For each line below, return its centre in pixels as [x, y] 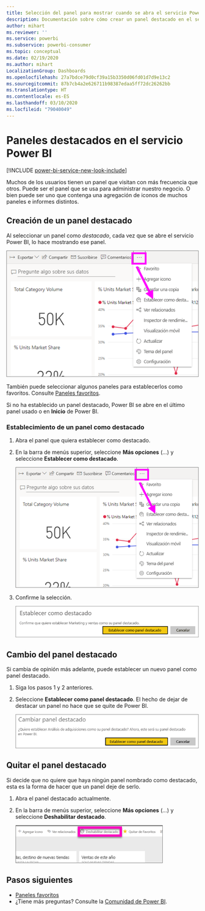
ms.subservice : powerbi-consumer [49, 45]
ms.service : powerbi [33, 39]
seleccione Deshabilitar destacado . [61, 816]
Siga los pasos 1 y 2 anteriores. [54, 688]
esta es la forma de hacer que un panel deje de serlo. [74, 787]
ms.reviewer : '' [27, 32]
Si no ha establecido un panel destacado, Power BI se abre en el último [95, 405]
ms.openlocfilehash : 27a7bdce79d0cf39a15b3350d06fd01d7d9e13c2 [88, 77]
